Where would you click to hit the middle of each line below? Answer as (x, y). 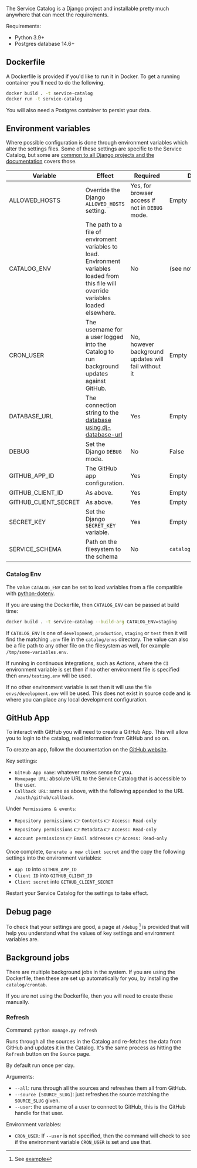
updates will (147, 359)
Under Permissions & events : (41, 809)
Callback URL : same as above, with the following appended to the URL (99, 791)
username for (104, 330)
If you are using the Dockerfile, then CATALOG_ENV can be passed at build (93, 605)
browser (142, 193)
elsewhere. (101, 313)
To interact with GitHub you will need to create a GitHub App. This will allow (97, 732)
